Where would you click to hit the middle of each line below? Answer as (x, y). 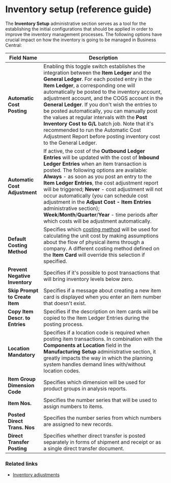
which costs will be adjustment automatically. (97, 221)
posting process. (64, 324)
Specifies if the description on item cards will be (101, 311)
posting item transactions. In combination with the (103, 339)
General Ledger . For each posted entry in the (98, 79)
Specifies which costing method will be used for (101, 229)
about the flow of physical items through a (94, 242)
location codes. (62, 370)
